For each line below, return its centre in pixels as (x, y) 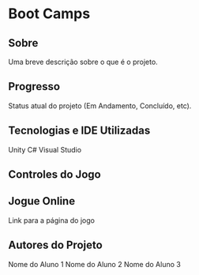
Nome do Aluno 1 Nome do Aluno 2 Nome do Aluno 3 (95, 264)
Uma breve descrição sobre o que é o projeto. (83, 62)
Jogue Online (42, 201)
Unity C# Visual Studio (45, 149)
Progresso (34, 87)
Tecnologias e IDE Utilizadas (79, 131)
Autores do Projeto (55, 245)
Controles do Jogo (54, 175)
